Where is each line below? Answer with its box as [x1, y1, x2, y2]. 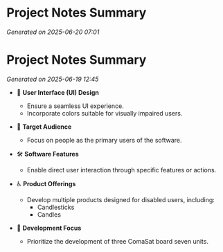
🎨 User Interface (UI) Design [16, 88, 100, 96]
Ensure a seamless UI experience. [26, 102, 124, 110]
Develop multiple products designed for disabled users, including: [26, 195, 215, 204]
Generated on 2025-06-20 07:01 [6, 28, 100, 36]
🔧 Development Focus [16, 224, 82, 232]
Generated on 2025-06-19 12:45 [6, 75, 99, 83]
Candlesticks [37, 203, 75, 211]
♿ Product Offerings [16, 179, 76, 188]
